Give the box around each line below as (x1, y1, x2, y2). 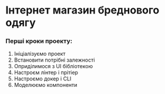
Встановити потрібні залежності (14, 56, 95, 63)
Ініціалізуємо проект (14, 51, 66, 58)
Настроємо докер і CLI (14, 75, 72, 82)
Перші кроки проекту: (5, 37, 73, 45)
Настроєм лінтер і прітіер (14, 69, 79, 76)
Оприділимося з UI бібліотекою (14, 63, 93, 70)
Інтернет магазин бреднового (5, 4, 160, 17)
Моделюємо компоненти (14, 82, 78, 89)
